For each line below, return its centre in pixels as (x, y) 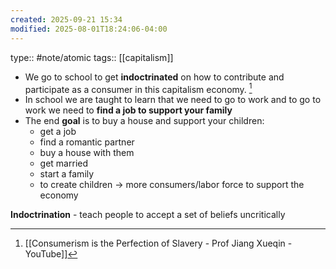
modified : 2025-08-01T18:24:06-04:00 (89, 29)
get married (64, 163)
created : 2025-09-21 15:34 (66, 19)
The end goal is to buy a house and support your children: (144, 121)
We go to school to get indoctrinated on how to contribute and (154, 77)
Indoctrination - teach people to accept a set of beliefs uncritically (148, 215)
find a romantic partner (87, 142)
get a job (58, 132)
